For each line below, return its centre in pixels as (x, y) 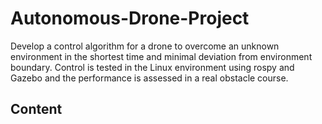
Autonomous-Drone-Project (130, 18)
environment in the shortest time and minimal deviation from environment (161, 56)
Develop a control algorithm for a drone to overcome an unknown (145, 46)
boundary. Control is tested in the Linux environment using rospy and (152, 67)
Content (36, 109)
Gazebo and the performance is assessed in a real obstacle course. (149, 78)
